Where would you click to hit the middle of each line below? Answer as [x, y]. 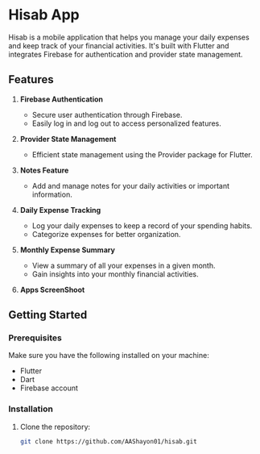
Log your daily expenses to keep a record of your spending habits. [142, 225]
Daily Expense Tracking [60, 210]
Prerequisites [35, 338]
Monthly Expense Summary [67, 250]
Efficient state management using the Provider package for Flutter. [142, 154]
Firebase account [49, 388]
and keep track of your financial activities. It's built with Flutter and [119, 45]
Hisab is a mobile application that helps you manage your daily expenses [129, 37]
